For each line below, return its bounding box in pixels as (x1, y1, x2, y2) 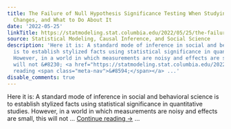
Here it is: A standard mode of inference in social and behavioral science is (7, 93, 219, 101)
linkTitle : (7, 29, 38, 36)
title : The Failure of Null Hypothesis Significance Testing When (7, 10, 201, 17)
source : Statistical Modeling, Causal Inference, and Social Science (7, 36, 211, 43)
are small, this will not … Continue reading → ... (7, 115, 140, 123)
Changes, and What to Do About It (13, 16, 112, 23)
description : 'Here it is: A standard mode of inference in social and (7, 42, 217, 49)
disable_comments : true (7, 73, 76, 81)
